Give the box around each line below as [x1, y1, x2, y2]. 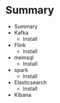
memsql [14, 54, 34, 61]
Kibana [14, 91, 32, 98]
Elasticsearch [14, 78, 47, 85]
